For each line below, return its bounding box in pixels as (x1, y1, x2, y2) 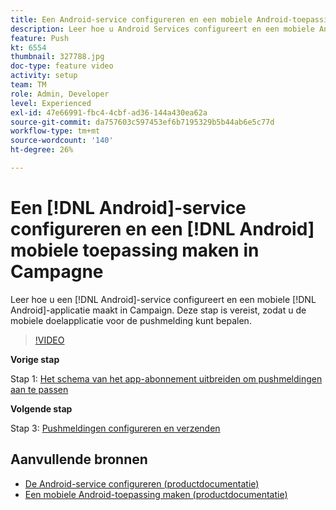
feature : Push (10, 33, 70, 43)
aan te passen (10, 383, 69, 395)
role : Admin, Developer (10, 89, 110, 99)
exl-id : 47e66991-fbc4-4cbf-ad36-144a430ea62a (10, 107, 208, 118)
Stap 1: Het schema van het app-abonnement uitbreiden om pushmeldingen (10, 372, 323, 385)
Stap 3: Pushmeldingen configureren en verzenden (10, 422, 221, 434)
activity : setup (10, 71, 78, 81)
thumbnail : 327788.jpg (10, 52, 105, 62)
